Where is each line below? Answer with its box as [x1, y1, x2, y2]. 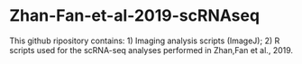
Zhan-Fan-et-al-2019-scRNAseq [9, 5, 260, 26]
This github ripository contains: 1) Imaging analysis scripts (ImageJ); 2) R [9, 35, 280, 46]
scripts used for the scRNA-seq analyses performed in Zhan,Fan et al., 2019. [9, 44, 294, 55]
